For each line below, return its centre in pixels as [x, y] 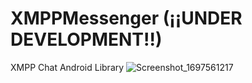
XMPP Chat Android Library [67, 67]
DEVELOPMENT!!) [86, 39]
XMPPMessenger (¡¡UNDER [126, 18]
